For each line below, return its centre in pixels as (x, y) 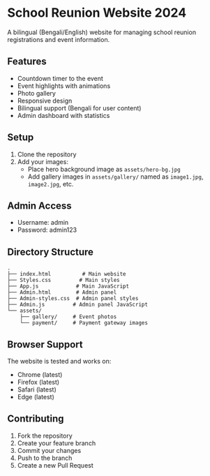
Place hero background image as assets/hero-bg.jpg (104, 169)
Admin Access (39, 206)
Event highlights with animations (64, 86)
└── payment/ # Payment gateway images (84, 323)
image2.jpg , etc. (51, 184)
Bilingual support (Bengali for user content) (79, 108)
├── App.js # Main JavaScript (68, 287)
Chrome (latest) (40, 374)
